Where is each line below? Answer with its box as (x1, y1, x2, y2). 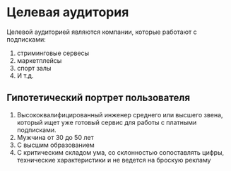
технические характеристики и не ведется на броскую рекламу (16, 155, 211, 164)
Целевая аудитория (6, 4, 129, 20)
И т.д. (16, 71, 34, 80)
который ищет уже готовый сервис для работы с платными (16, 118, 197, 126)
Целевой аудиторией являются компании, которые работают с (6, 28, 197, 36)
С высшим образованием (16, 141, 95, 149)
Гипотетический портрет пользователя (6, 92, 191, 104)
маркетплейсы (16, 56, 62, 64)
